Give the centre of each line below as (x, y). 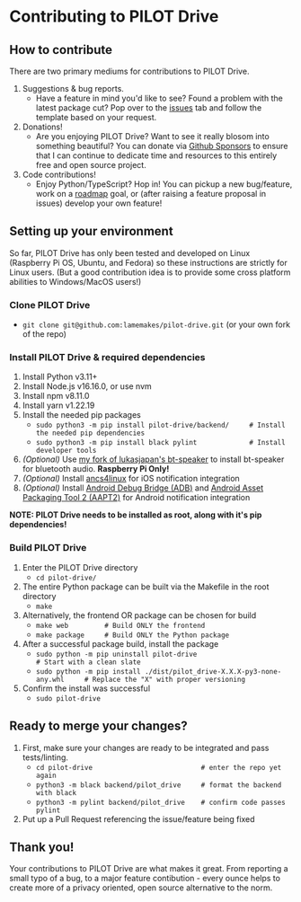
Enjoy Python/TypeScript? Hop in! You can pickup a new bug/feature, (164, 184)
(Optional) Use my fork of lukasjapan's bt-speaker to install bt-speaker (153, 459)
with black (56, 792)
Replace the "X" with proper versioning (168, 679)
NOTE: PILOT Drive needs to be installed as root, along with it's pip (136, 515)
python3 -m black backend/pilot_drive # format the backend (159, 785)
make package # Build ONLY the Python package (133, 635)
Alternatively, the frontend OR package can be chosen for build (139, 615)
